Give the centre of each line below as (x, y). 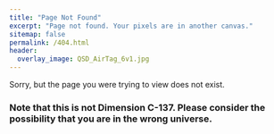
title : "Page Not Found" (55, 17)
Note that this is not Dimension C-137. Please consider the (137, 107)
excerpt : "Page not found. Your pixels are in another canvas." (131, 26)
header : (24, 51)
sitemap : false (37, 34)
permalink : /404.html (50, 42)
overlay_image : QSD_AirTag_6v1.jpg (83, 59)
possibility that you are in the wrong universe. (111, 119)
